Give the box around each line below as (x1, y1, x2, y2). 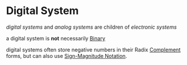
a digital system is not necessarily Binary (6, 35, 106, 42)
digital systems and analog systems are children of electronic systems (6, 23, 177, 30)
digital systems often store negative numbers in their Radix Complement (6, 46, 181, 53)
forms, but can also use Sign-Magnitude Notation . (6, 52, 128, 59)
